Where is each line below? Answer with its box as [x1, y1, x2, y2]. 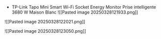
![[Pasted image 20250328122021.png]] [4, 19, 85, 24]
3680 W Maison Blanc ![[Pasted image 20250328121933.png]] [11, 9, 138, 15]
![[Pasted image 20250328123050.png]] [4, 28, 86, 34]
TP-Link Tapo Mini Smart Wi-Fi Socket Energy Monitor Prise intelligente [11, 4, 157, 10]
